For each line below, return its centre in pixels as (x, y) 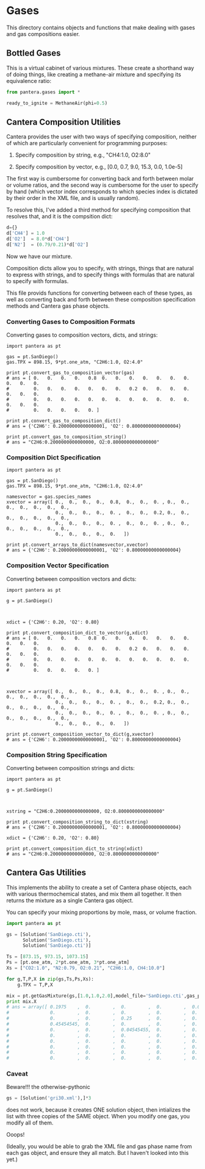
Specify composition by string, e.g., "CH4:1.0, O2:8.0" (83, 155)
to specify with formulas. (38, 281)
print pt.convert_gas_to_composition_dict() (64, 421)
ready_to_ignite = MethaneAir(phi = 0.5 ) (57, 103)
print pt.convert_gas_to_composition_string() (67, 437)
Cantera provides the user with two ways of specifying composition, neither (102, 137)
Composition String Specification (57, 755)
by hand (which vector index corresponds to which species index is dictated (102, 192)
